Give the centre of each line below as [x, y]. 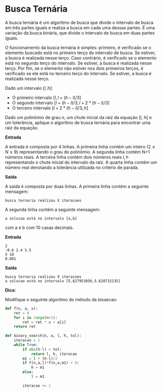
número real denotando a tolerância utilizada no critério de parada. [72, 167]
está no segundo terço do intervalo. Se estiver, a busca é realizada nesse [79, 63]
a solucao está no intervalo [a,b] [41, 218]
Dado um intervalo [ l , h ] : [29, 88]
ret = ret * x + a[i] [45, 322]
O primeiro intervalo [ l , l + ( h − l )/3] [46, 97]
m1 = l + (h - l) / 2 [40, 358]
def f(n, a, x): [21, 309]
